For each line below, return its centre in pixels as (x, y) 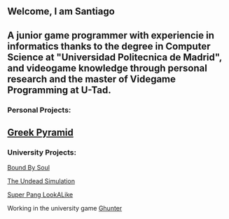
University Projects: (42, 153)
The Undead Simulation (41, 181)
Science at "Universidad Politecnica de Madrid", (115, 57)
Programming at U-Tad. (59, 90)
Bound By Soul (29, 168)
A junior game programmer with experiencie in (111, 35)
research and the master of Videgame (92, 79)
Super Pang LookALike (40, 195)
